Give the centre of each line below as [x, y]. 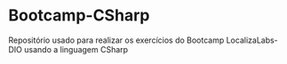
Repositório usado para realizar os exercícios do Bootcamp [116, 40]
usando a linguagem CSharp [76, 49]
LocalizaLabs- [252, 40]
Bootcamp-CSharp [79, 16]
